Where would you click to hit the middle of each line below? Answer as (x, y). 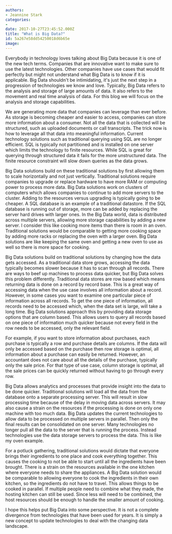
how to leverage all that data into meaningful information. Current (74, 133)
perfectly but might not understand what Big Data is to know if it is (75, 74)
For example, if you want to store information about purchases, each (78, 338)
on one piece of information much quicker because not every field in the (82, 322)
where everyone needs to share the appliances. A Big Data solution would (83, 472)
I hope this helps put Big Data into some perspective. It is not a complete (82, 509)
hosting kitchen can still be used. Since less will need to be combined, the (83, 494)
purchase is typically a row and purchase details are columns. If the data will (86, 343)
